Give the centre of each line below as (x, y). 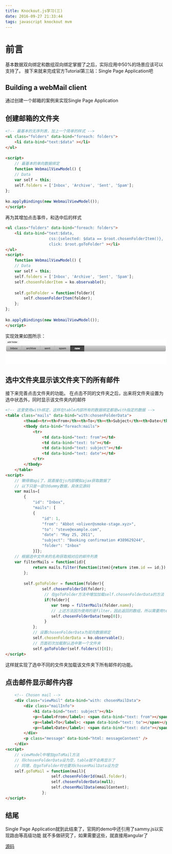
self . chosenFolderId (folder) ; (74, 589)
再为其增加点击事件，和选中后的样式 (44, 217)
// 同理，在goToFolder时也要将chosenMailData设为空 (67, 766)
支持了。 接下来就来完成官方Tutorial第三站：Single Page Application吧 (79, 71)
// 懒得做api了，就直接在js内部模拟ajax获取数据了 (63, 481)
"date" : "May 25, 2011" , (68, 535)
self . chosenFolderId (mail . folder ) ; (89, 776)
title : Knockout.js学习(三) (34, 11)
